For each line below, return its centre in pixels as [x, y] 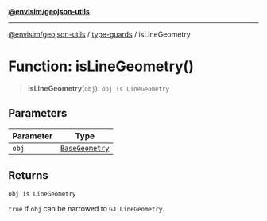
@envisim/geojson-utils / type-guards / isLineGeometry [99, 34]
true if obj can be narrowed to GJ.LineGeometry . [87, 208]
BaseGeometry [85, 148]
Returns [29, 175]
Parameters [38, 113]
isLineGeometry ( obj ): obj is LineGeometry [98, 88]
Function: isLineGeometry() [101, 66]
